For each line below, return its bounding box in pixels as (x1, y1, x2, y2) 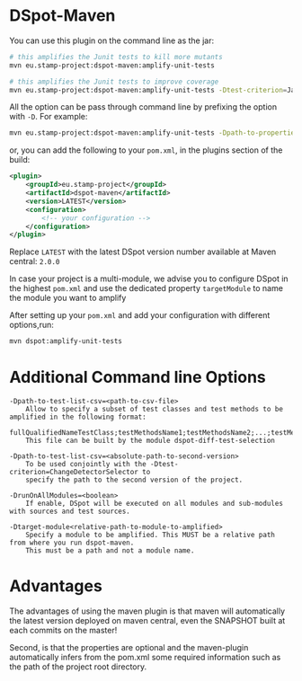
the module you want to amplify (9, 293, 127, 304)
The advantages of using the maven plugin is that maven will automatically (9, 606, 286, 616)
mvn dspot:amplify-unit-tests (9, 337, 123, 346)
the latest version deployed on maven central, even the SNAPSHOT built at (9, 615, 286, 626)
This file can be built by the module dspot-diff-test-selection (25, 437, 276, 446)
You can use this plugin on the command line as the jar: (9, 35, 214, 46)
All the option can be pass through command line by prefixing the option (9, 102, 277, 112)
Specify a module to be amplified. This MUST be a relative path (25, 531, 276, 540)
